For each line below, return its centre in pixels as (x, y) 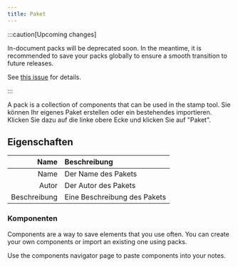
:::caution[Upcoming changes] (52, 34)
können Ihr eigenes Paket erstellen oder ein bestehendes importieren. (110, 112)
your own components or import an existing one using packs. (97, 241)
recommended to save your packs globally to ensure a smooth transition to (118, 56)
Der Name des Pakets (101, 174)
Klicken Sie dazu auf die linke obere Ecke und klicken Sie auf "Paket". (109, 120)
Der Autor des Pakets (100, 186)
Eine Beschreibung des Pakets (115, 197)
